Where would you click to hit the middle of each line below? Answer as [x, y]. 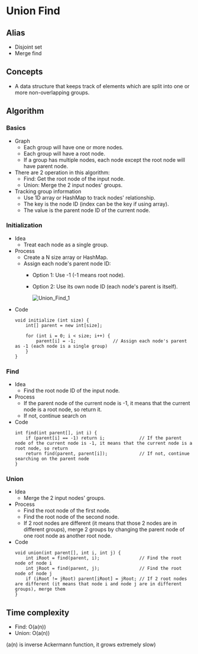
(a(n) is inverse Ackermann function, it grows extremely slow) [81, 645]
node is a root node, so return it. [63, 409]
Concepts [25, 72]
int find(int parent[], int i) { [56, 433]
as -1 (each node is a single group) [61, 346]
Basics [16, 128]
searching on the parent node [52, 459]
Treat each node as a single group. [66, 245]
